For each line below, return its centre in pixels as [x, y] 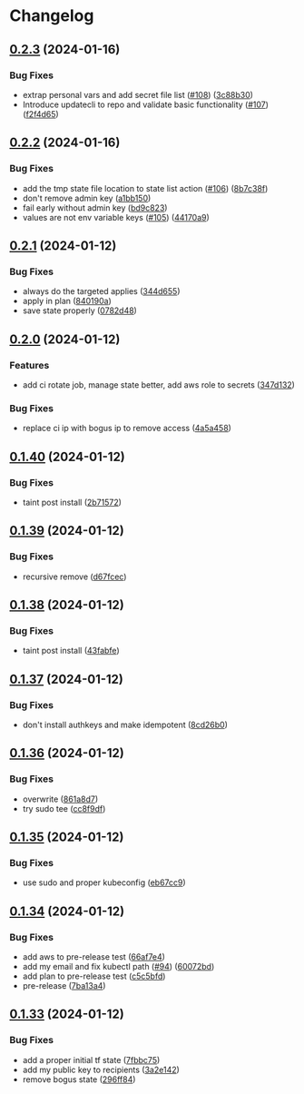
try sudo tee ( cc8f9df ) [64, 808]
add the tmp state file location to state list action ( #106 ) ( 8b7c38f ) [145, 188]
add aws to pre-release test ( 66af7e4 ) [94, 957]
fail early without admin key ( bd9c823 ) [95, 207]
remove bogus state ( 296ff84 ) [79, 1079]
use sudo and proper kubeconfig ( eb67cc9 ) [104, 882]
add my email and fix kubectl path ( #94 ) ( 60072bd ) [118, 967]
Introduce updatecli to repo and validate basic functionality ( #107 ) [146, 104]
